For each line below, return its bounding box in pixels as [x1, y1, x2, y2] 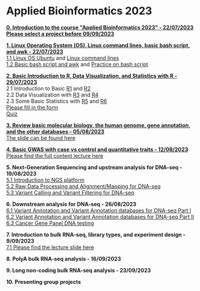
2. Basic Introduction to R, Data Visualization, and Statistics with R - [6, 72, 177, 79]
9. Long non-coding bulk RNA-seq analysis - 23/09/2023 [6, 267, 151, 274]
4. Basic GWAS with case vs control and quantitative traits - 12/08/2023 [6, 146, 189, 153]
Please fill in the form [6, 104, 59, 111]
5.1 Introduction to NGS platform [6, 176, 85, 183]
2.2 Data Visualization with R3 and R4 [6, 91, 99, 98]
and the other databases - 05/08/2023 [6, 128, 104, 135]
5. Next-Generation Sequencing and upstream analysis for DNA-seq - [6, 164, 183, 171]
